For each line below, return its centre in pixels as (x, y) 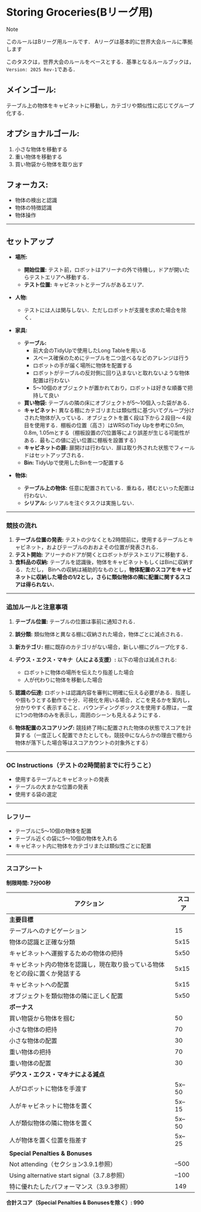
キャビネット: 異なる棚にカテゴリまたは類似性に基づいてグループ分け (109, 410)
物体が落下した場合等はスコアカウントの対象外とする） (83, 742)
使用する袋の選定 (36, 794)
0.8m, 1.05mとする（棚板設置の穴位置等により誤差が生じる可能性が (107, 433)
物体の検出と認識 (36, 200)
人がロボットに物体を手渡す (48, 1088)
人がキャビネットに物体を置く (51, 1106)
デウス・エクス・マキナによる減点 (57, 1074)
